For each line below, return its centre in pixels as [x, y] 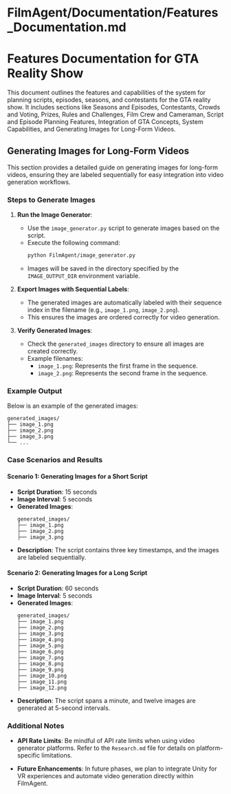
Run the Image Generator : [55, 215]
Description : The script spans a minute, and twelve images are [106, 700]
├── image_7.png [40, 658]
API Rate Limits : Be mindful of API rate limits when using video [106, 741]
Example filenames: [55, 359]
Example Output [35, 391]
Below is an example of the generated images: [73, 406]
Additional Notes [36, 726]
